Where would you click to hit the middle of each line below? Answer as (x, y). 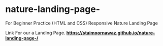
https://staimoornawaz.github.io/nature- (111, 32)
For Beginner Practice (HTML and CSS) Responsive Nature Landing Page (82, 23)
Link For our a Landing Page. (35, 32)
